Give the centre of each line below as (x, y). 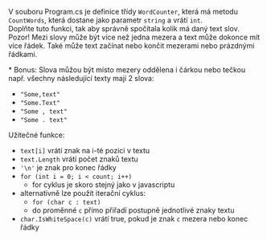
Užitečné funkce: (37, 135)
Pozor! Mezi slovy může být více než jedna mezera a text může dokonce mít (134, 37)
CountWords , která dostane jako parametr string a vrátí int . (106, 20)
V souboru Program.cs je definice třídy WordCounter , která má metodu (123, 12)
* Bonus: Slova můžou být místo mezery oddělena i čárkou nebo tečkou (127, 70)
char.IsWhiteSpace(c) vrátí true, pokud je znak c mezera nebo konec (134, 219)
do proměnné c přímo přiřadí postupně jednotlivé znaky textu (133, 210)
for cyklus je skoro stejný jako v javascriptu (103, 185)
